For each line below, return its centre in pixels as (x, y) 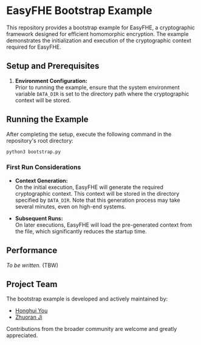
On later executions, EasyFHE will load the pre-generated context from (104, 225)
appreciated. (22, 335)
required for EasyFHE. (34, 47)
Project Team (32, 284)
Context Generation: (41, 180)
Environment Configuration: (51, 80)
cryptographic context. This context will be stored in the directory (97, 193)
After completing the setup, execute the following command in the (89, 134)
